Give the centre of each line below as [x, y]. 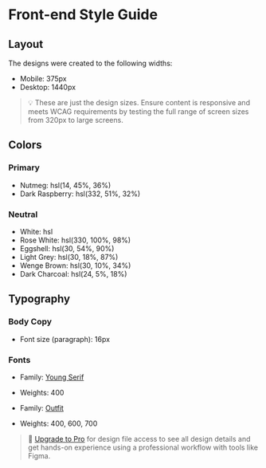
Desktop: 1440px [48, 87]
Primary [24, 167]
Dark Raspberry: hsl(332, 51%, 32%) [80, 194]
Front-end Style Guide [83, 15]
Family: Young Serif [52, 377]
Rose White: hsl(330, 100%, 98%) [75, 240]
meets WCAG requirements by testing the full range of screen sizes [138, 112]
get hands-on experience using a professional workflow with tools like [143, 447]
